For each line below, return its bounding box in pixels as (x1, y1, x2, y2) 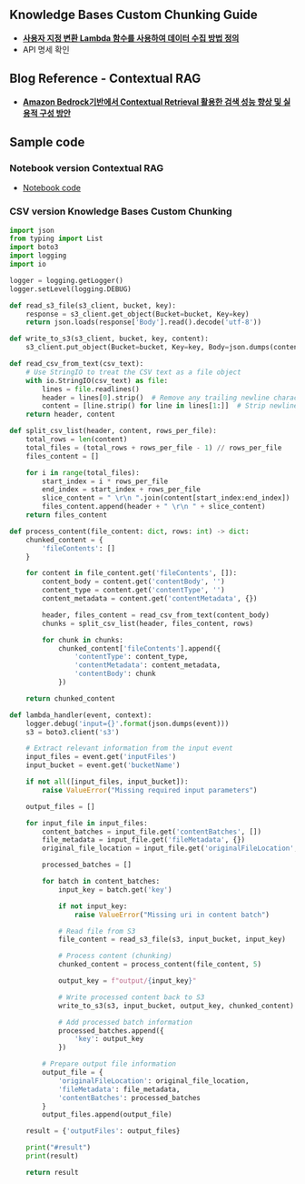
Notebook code (22, 182, 82, 194)
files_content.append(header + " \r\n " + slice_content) (42, 502, 266, 511)
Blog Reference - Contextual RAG (9, 71, 202, 86)
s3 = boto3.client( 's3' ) (25, 727, 120, 736)
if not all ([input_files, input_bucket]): (25, 777, 189, 786)
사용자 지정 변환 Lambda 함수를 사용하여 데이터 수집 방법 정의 (22, 32, 240, 44)
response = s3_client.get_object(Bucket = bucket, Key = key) (25, 309, 250, 319)
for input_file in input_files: (25, 818, 148, 827)
